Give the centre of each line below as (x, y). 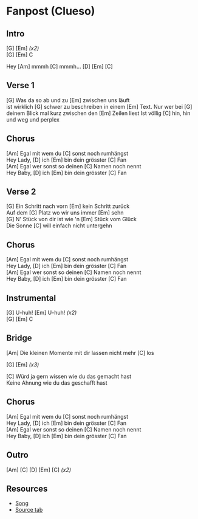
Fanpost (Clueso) (51, 11)
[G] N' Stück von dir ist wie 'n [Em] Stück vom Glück (72, 219)
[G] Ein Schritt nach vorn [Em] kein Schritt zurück (68, 206)
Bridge (19, 338)
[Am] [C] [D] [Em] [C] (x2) (39, 470)
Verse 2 (21, 192)
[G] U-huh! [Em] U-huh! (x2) (42, 313)
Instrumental (31, 298)
